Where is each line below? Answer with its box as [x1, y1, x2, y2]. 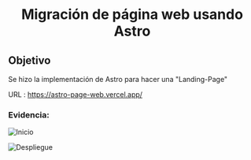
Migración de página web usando [20, 6, 244, 24]
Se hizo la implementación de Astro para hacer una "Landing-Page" [8, 75, 228, 84]
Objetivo [8, 54, 51, 67]
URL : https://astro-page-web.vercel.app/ [8, 90, 143, 99]
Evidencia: [8, 109, 50, 120]
